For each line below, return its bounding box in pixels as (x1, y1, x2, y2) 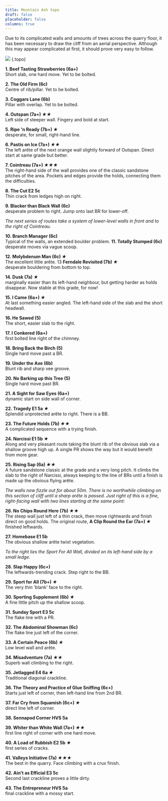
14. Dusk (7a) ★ (5, 274, 39, 280)
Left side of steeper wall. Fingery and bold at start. (5, 117, 110, 123)
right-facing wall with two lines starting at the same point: (5, 498, 125, 504)
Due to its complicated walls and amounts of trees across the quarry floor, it (5, 35, 162, 41)
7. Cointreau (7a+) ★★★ (5, 162, 58, 168)
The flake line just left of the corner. (5, 630, 79, 636)
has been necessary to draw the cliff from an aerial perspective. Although (5, 41, 157, 47)
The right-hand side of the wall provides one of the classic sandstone (5, 167, 149, 174)
